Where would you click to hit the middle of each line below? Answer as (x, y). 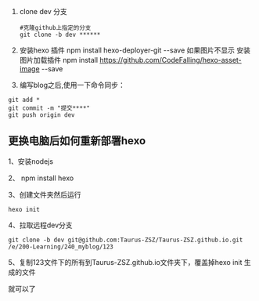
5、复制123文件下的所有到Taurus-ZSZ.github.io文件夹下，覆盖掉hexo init (125, 262)
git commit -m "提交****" (49, 108)
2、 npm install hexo (41, 178)
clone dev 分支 (43, 11)
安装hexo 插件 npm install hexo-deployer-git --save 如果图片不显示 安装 (135, 50)
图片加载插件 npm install (59, 60)
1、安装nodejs (31, 161)
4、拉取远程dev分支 (40, 225)
